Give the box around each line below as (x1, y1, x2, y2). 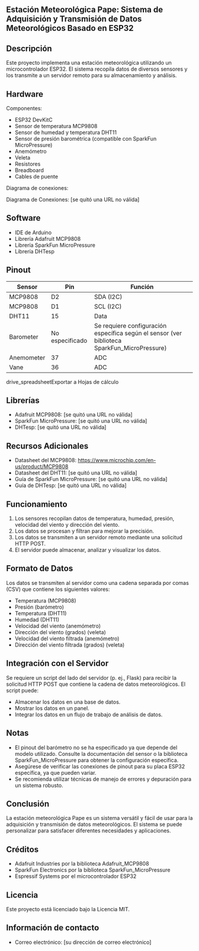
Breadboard (14, 167, 44, 174)
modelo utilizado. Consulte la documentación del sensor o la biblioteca (14, 750, 188, 757)
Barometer (9, 332, 38, 341)
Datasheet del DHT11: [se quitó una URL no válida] (14, 469, 137, 476)
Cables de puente (14, 173, 58, 180)
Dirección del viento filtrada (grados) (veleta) (14, 641, 125, 648)
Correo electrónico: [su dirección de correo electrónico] (14, 939, 152, 946)
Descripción (6, 43, 52, 53)
